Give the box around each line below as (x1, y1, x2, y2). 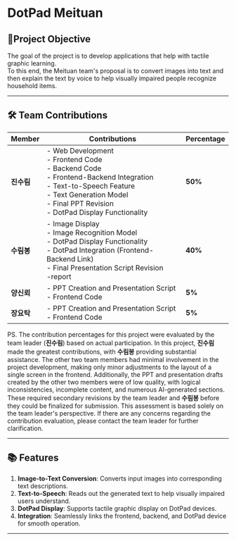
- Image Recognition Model (46, 228, 138, 237)
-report (46, 271, 72, 281)
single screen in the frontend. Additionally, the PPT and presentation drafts (7, 370, 223, 378)
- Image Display (46, 218, 100, 228)
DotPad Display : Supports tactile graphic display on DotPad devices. (17, 504, 217, 512)
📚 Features (7, 452, 59, 464)
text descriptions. (17, 481, 69, 490)
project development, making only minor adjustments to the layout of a (7, 363, 212, 371)
